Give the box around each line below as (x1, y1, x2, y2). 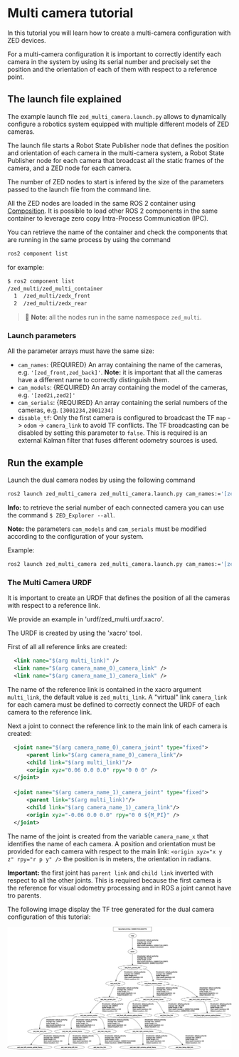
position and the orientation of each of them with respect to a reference (7, 65, 218, 73)
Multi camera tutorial (7, 5, 134, 21)
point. (7, 73, 25, 81)
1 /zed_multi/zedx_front (14, 293, 91, 300)
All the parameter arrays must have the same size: (7, 347, 154, 355)
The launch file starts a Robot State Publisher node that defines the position (7, 141, 229, 149)
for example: (7, 263, 45, 271)
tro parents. (7, 891, 41, 900)
